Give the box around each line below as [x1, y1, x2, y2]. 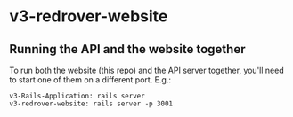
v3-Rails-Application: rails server [9, 91, 145, 100]
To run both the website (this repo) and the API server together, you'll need [9, 65, 284, 75]
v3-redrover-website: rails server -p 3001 [9, 99, 174, 108]
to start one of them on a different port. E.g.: [9, 74, 172, 85]
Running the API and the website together [9, 42, 246, 57]
